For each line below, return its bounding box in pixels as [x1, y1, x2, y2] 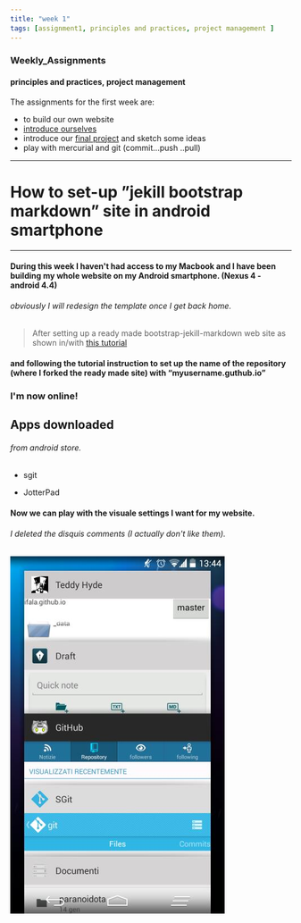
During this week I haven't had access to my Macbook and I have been [10, 261, 276, 272]
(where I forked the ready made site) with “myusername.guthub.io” [10, 367, 266, 378]
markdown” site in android [10, 201, 211, 221]
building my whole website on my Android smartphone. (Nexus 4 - [10, 271, 262, 281]
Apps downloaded [10, 417, 114, 432]
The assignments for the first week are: [10, 96, 155, 107]
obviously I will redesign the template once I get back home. [10, 300, 231, 311]
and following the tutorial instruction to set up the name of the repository [10, 357, 287, 368]
